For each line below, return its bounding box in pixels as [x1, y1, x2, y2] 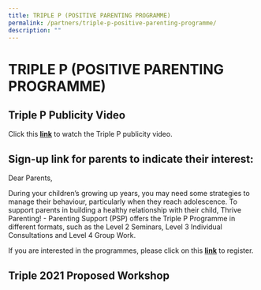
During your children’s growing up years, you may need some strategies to [8, 189, 250, 198]
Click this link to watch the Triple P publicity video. [8, 130, 173, 139]
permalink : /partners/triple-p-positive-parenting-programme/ [8, 19, 217, 27]
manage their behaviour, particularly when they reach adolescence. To [8, 197, 238, 206]
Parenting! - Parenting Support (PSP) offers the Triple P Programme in [8, 214, 236, 224]
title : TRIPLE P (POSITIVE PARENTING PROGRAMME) [8, 11, 171, 20]
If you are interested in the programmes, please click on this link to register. [8, 246, 254, 255]
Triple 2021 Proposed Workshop [8, 269, 170, 282]
